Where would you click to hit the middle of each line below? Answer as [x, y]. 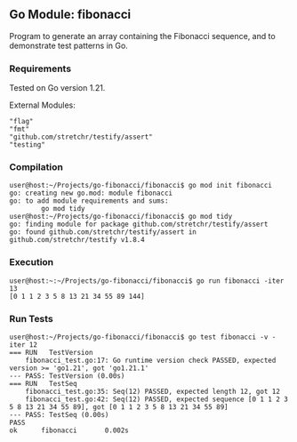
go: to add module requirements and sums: [89, 201]
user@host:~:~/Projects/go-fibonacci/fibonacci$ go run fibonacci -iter [147, 281]
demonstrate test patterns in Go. [69, 45]
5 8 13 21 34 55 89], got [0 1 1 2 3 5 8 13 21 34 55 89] [119, 407]
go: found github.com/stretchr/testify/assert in [103, 232]
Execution [32, 262]
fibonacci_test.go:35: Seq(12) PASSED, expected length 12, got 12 [153, 391]
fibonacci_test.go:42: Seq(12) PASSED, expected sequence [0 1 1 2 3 [157, 399]
